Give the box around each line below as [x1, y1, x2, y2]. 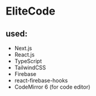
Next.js [14, 44, 33, 52]
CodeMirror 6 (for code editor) [14, 83, 91, 91]
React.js [14, 51, 35, 58]
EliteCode [5, 4, 56, 18]
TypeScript [14, 58, 42, 64]
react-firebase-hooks [14, 77, 68, 84]
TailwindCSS [14, 64, 46, 71]
